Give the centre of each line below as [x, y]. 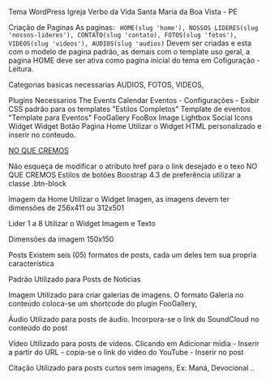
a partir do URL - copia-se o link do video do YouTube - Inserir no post [126, 352]
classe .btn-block [38, 183]
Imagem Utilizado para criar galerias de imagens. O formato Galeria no [126, 295]
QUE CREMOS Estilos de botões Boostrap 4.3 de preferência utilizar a [125, 175]
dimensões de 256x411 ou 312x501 [66, 208]
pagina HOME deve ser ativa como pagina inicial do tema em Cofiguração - [135, 60]
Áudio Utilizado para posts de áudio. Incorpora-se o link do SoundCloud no [134, 319]
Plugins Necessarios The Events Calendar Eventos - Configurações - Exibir [134, 100]
